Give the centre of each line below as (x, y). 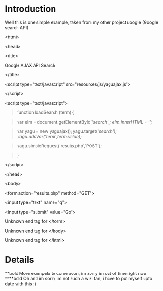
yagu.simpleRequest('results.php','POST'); (59, 146)
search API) (17, 27)
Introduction (31, 9)
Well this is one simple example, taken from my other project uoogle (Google (82, 22)
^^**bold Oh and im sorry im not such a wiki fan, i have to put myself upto (79, 278)
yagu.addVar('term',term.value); (49, 136)
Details (19, 260)
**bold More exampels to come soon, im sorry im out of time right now (76, 273)
